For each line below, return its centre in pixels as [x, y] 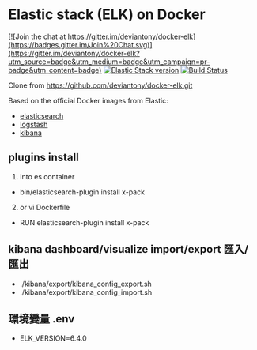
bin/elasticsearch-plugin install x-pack [82, 192]
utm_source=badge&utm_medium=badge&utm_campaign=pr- [109, 62]
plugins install [43, 158]
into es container [47, 176]
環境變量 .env [42, 319]
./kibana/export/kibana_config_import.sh [86, 292]
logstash [34, 124]
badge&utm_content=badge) [55, 70]
